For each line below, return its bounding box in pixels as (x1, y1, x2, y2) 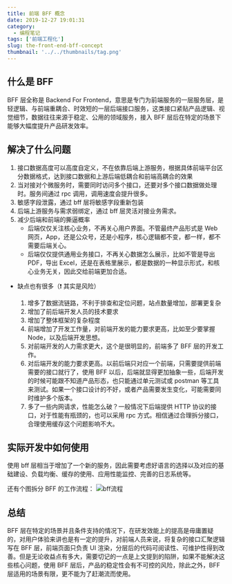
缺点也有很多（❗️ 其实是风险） (17, 281, 100, 290)
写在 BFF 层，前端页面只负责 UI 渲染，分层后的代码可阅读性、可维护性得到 (7, 544, 219, 552)
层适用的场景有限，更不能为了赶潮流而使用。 (7, 569, 135, 578)
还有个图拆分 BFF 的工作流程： (7, 484, 95, 493)
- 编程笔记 (13, 29, 41, 37)
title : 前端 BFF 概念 (7, 10, 66, 17)
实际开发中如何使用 (7, 442, 89, 453)
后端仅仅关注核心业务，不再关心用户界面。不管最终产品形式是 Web (27, 224, 218, 232)
